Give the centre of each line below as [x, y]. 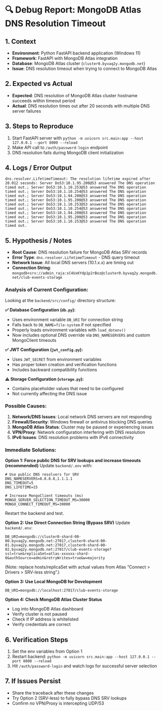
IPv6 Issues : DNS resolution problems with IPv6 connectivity [73, 437]
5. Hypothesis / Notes [38, 241]
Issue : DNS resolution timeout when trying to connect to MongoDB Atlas [84, 68]
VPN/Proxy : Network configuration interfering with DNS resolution [79, 432]
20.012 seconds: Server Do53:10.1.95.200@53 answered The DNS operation [80, 183]
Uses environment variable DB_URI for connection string [67, 320]
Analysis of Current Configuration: [47, 290]
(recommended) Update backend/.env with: [49, 466]
